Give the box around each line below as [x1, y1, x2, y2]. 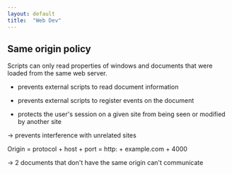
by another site [17, 118, 62, 126]
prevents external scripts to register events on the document [17, 97, 195, 105]
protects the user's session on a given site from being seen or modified [17, 110, 226, 118]
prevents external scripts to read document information [17, 82, 179, 92]
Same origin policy [7, 43, 91, 55]
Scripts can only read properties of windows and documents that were [7, 61, 213, 70]
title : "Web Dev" [7, 17, 62, 24]
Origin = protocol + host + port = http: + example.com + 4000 [7, 145, 187, 154]
